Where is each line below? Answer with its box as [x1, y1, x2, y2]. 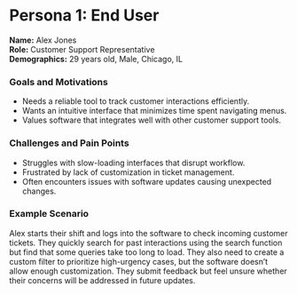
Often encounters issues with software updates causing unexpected [21, 176, 272, 187]
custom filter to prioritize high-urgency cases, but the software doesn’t [9, 256, 269, 266]
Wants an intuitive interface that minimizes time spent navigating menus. [21, 106, 287, 116]
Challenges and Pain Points [9, 137, 130, 149]
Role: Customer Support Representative [9, 44, 155, 54]
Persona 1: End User [9, 5, 160, 26]
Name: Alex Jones [9, 35, 77, 45]
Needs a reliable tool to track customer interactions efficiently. [21, 96, 250, 107]
